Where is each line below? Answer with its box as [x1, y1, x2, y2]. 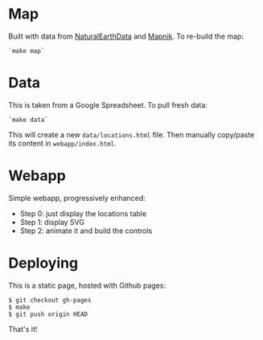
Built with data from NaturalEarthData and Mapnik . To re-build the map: [8, 31, 244, 41]
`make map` [8, 47, 45, 55]
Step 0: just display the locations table [19, 208, 147, 218]
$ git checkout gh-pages [8, 296, 92, 304]
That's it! [8, 324, 38, 334]
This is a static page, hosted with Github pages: [8, 281, 166, 290]
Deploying [8, 254, 79, 272]
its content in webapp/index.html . [8, 138, 117, 148]
